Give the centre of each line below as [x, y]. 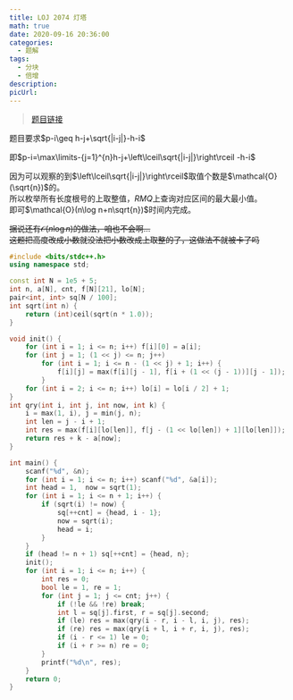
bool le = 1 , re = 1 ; [82, 587]
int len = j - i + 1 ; [65, 422]
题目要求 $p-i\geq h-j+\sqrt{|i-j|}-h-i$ [77, 138]
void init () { [36, 339]
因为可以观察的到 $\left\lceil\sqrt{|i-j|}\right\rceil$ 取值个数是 [118, 176]
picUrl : [24, 92]
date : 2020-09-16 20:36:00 [59, 34]
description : [33, 84]
